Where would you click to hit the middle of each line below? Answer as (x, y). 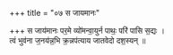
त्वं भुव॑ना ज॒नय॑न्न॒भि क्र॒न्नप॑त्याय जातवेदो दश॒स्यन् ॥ (78, 40)
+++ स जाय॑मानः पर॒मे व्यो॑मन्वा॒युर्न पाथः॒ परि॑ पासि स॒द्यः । (87, 31)
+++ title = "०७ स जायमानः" (55, 13)
